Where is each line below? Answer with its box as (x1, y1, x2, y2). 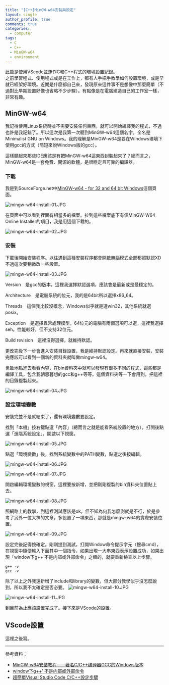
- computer (10, 31, 33, 36)
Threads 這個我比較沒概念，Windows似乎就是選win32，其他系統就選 (5, 303, 151, 309)
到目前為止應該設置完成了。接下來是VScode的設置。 (5, 605, 114, 611)
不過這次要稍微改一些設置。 (5, 261, 63, 267)
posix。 (5, 309, 21, 315)
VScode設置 (5, 621, 44, 629)
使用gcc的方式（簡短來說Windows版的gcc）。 (5, 142, 100, 148)
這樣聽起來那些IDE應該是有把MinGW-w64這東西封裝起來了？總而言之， (5, 153, 153, 159)
